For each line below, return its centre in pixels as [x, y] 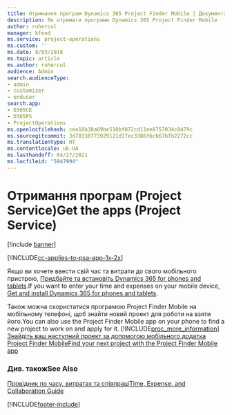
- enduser [21, 98]
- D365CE [20, 110]
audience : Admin [30, 71]
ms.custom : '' [28, 46]
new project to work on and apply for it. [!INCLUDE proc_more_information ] [113, 329]
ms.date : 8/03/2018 [35, 53]
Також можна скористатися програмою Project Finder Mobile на [102, 306]
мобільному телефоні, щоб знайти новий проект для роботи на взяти [109, 314]
